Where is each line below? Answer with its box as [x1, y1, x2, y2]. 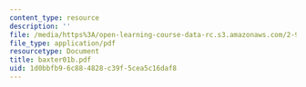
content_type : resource [9, 13, 100, 23]
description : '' [9, 22, 71, 31]
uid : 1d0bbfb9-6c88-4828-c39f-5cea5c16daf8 [9, 64, 178, 73]
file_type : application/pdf [9, 38, 117, 48]
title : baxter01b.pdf [9, 55, 92, 64]
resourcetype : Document [9, 47, 100, 56]
